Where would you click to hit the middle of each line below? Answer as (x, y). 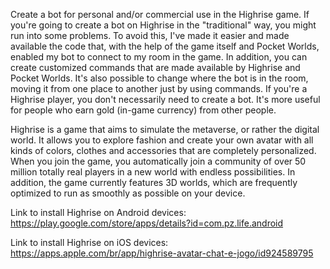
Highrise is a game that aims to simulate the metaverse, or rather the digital (165, 129)
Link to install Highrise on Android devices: (98, 212)
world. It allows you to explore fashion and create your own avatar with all (162, 140)
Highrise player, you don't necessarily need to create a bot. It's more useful (165, 99)
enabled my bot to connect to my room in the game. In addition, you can (159, 57)
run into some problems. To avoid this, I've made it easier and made (150, 35)
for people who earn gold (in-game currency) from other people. (143, 110)
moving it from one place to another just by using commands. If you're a (159, 88)
